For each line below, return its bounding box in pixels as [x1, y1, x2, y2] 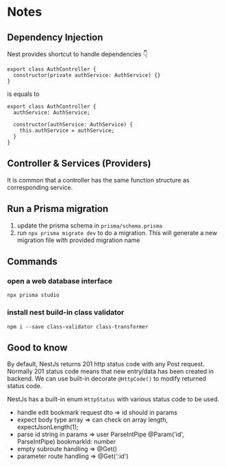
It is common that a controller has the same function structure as [7, 176, 190, 184]
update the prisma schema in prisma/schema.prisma [16, 221, 163, 230]
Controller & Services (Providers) [7, 158, 151, 169]
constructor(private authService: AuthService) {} [13, 72, 161, 79]
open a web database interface [7, 276, 113, 285]
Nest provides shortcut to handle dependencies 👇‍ [7, 50, 149, 58]
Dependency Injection [7, 32, 103, 43]
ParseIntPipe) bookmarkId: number [16, 438, 116, 446]
